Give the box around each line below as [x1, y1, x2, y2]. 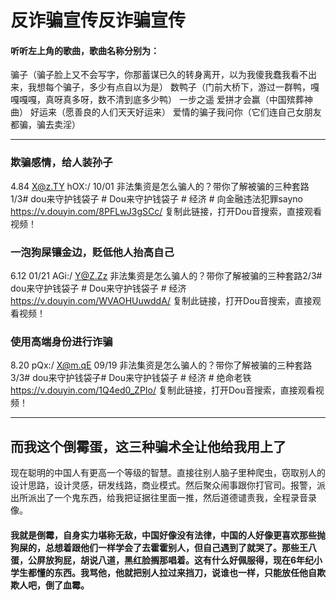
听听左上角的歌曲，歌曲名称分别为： [10, 44, 160, 56]
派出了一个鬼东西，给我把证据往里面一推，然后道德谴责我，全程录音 [27, 492, 308, 504]
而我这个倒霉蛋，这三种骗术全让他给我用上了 [10, 438, 287, 455]
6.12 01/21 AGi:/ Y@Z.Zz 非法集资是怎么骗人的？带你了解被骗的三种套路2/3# [10, 269, 323, 281]
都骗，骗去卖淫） [10, 119, 81, 131]
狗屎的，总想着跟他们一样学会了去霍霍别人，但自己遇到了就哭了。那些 [10, 541, 300, 553]
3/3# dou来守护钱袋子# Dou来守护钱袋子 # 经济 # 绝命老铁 [10, 372, 252, 384]
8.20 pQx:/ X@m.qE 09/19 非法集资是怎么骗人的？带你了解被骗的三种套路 [10, 359, 313, 371]
